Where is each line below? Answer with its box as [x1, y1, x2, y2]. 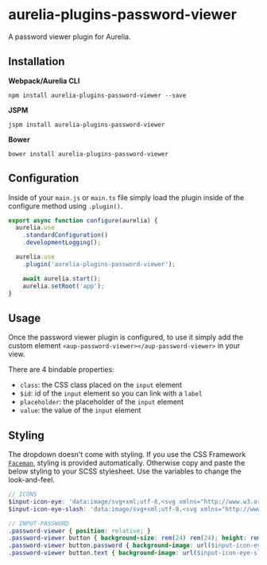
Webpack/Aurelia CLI [8, 75, 80, 85]
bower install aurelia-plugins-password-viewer [8, 149, 169, 158]
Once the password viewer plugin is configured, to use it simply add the [8, 332, 244, 342]
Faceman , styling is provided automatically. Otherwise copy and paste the [8, 459, 246, 468]
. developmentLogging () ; [22, 238, 102, 247]
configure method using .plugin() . [8, 201, 123, 211]
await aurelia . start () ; [22, 274, 102, 283]
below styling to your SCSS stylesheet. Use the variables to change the [8, 466, 242, 476]
